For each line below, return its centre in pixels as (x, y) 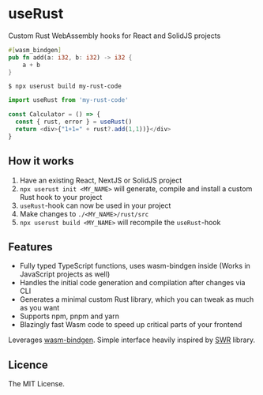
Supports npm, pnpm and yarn (70, 316)
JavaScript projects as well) (65, 274)
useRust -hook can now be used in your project (95, 205)
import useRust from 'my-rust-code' (68, 100)
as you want (39, 308)
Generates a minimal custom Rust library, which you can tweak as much (137, 299)
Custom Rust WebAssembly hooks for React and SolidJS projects (115, 36)
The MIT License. (37, 384)
